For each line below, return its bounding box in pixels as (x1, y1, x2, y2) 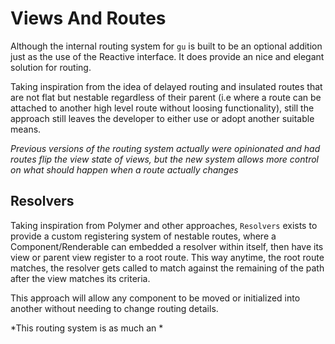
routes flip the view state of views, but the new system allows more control (10, 153, 319, 165)
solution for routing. (10, 61, 92, 73)
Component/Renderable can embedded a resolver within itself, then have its (10, 240, 324, 252)
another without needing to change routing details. (10, 302, 219, 314)
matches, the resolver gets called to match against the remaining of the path (10, 262, 325, 274)
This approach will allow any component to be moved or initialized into (10, 292, 301, 304)
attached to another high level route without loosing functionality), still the (10, 102, 315, 114)
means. (10, 123, 42, 135)
